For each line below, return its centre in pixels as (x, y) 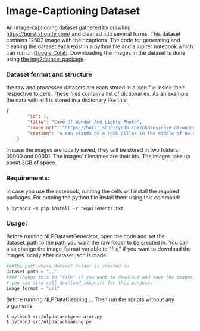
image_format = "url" (33, 288)
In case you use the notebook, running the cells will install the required (93, 191)
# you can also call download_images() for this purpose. (79, 283)
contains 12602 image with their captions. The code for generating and (93, 40)
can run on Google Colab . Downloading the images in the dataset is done (96, 52)
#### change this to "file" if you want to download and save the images (100, 277)
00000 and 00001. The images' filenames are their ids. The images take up (98, 157)
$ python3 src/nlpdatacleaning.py (49, 322)
